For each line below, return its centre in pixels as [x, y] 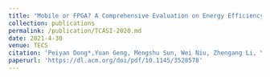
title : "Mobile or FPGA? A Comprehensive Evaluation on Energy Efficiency [136, 16]
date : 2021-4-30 [35, 38]
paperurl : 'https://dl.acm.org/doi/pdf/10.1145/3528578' [106, 61]
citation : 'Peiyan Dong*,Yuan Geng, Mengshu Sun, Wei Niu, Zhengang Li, [133, 53]
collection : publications [51, 23]
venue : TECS [28, 46]
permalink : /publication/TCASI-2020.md [75, 30]
